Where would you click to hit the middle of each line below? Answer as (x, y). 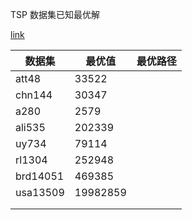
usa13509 (40, 192)
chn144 (34, 95)
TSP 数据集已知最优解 (55, 14)
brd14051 (40, 176)
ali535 (30, 127)
